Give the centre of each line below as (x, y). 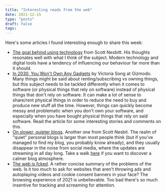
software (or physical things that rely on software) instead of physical (84, 89)
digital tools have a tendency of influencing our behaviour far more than (86, 63)
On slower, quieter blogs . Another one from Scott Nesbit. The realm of (84, 132)
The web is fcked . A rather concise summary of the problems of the (82, 164)
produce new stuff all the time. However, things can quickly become (82, 105)
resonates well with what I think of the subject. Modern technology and (85, 57)
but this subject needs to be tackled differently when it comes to (79, 84)
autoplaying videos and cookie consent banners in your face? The (80, 174)
